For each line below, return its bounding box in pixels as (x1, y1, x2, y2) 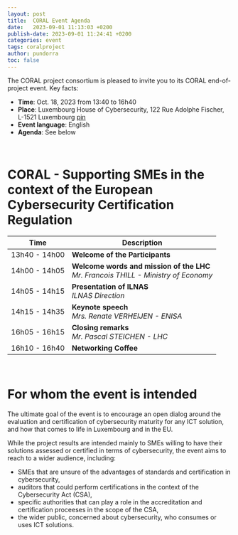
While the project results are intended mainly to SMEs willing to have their (7, 438, 223, 447)
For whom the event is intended (7, 386, 198, 402)
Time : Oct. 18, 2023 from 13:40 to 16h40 (17, 97, 137, 106)
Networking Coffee (71, 343, 139, 353)
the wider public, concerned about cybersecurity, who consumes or (17, 513, 217, 521)
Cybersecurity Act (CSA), (17, 490, 92, 499)
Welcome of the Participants (71, 250, 171, 260)
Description (121, 238, 163, 248)
